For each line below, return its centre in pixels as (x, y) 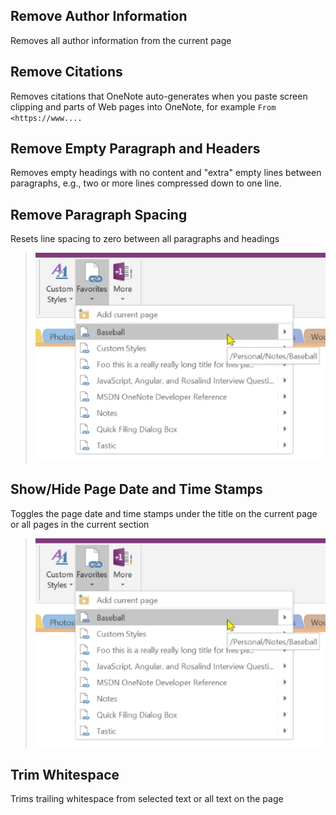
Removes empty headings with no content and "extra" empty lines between (166, 173)
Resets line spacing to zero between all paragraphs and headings (145, 239)
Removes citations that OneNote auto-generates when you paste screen (159, 96)
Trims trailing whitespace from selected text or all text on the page (147, 799)
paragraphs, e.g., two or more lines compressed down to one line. (146, 183)
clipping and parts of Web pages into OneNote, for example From (143, 106)
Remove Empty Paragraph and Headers (135, 149)
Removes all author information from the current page (121, 40)
